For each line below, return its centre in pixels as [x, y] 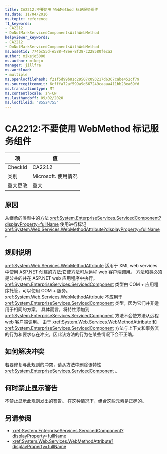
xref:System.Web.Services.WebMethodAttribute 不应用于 [64, 297]
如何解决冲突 [25, 351]
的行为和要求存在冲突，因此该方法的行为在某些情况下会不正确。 [71, 334]
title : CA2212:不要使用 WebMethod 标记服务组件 [52, 10]
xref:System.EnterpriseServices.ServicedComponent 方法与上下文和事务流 [82, 328]
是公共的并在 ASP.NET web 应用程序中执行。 [51, 278]
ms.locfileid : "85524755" [32, 103]
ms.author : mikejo [24, 61]
